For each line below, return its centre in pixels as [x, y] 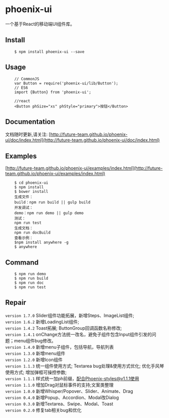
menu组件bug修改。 [35, 341]
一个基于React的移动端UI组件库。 [40, 24]
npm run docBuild [33, 233]
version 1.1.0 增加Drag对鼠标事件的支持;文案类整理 [60, 385]
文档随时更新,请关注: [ [28, 134]
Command [22, 262]
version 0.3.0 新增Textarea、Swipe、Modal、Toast [59, 404]
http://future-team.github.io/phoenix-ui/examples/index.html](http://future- [85, 168]
